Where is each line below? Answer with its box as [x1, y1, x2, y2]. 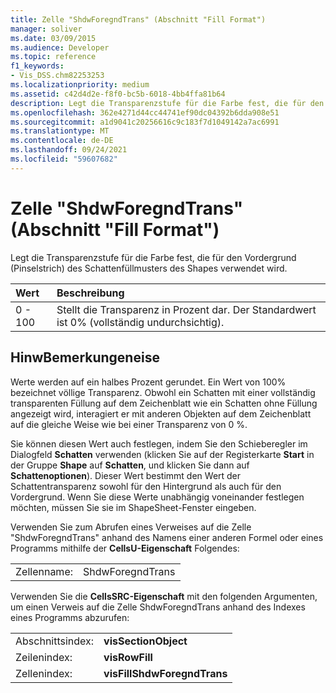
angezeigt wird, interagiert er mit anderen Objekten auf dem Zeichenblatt [10, 407, 312, 420]
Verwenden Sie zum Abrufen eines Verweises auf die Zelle [10, 521, 252, 533]
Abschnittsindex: [15, 634, 95, 648]
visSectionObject [103, 634, 188, 648]
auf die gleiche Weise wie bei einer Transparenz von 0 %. [10, 418, 248, 430]
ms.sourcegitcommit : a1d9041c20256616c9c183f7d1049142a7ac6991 [10, 117, 280, 127]
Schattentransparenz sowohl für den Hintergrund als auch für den [10, 480, 282, 492]
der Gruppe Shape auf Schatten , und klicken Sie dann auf [10, 459, 250, 471]
